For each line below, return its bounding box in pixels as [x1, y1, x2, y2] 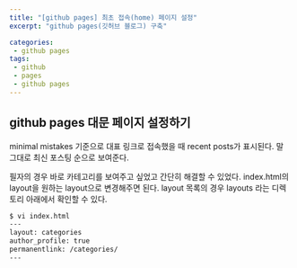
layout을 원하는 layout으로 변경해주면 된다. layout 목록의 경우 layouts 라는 [9, 182, 270, 193]
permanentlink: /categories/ [9, 245, 118, 255]
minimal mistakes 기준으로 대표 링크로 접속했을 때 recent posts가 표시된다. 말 [9, 140, 284, 151]
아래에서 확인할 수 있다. [25, 193, 108, 204]
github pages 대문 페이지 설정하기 [9, 115, 191, 130]
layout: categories [9, 228, 83, 237]
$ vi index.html [9, 211, 70, 220]
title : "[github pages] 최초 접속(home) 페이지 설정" [9, 13, 197, 22]
